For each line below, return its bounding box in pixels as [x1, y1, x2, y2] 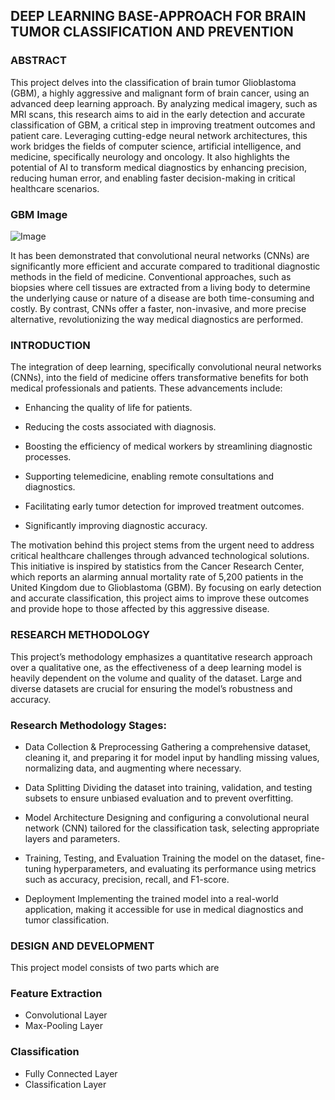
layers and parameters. [24, 832, 121, 844]
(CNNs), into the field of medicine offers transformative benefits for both [10, 372, 309, 384]
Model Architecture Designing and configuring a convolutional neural [24, 811, 310, 823]
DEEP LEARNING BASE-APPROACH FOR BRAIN [10, 8, 307, 25]
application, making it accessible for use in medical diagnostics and [24, 903, 304, 915]
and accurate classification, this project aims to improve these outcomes [10, 592, 310, 604]
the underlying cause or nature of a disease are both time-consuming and [10, 292, 315, 304]
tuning [24, 862, 52, 874]
